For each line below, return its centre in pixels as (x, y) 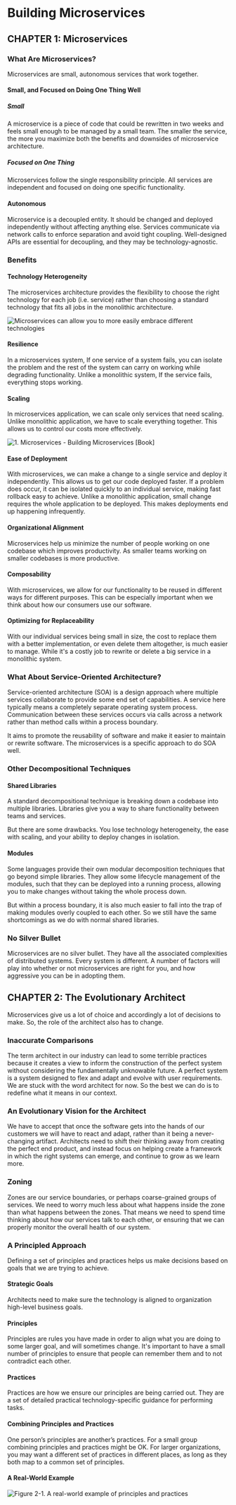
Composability (29, 574)
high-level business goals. (45, 1307)
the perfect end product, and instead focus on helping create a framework (115, 1149)
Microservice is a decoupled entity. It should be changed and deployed (110, 219)
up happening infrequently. (46, 511)
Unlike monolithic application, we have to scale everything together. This (112, 421)
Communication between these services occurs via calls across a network (115, 715)
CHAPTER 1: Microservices (67, 39)
